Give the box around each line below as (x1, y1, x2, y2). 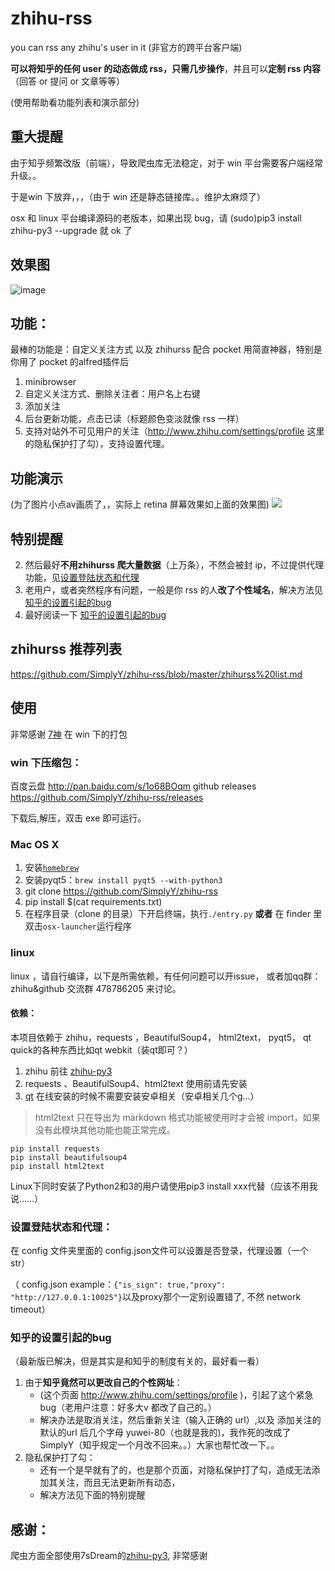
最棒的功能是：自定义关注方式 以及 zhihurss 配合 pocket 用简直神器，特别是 (10, 343, 323, 356)
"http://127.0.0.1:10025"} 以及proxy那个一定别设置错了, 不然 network (10, 1291, 302, 1303)
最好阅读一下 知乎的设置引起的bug (24, 609, 167, 621)
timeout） (10, 1303, 51, 1316)
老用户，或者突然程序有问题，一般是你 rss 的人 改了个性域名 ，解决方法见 (24, 584, 323, 596)
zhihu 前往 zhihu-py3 (24, 1065, 113, 1077)
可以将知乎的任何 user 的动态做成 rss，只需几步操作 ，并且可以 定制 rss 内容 (10, 62, 321, 74)
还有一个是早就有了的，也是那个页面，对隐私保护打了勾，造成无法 (39, 1464, 312, 1476)
